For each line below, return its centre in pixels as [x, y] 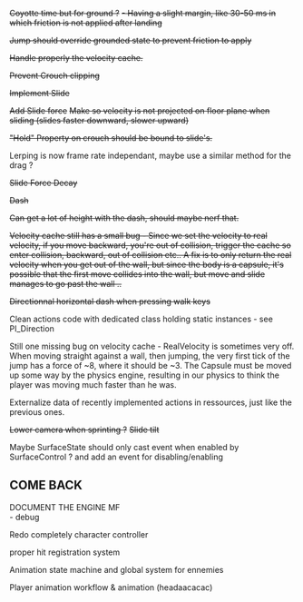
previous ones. [37, 412]
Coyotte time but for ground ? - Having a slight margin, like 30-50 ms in [143, 13]
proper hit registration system [65, 552]
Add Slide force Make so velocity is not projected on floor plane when [140, 111]
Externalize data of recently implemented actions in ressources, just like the [151, 402]
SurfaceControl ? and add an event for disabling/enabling [117, 457]
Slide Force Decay [44, 183]
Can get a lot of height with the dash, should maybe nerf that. [124, 218]
